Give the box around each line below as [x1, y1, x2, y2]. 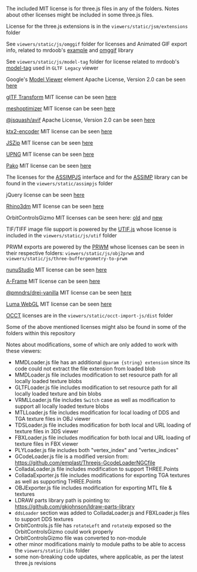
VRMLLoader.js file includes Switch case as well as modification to [14, 397, 176, 403]
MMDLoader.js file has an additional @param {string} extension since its [14, 359, 191, 365]
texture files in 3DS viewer [14, 428, 79, 434]
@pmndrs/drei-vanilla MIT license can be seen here [6, 289, 132, 296]
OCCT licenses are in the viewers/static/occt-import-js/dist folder [6, 312, 173, 319]
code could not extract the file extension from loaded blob [14, 365, 156, 372]
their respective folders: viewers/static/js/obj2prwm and [6, 250, 145, 256]
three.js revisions [14, 560, 56, 566]
